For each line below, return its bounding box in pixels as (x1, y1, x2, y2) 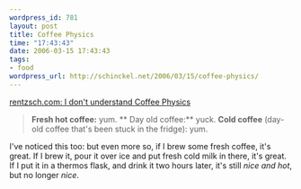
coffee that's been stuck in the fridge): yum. (45, 123, 208, 134)
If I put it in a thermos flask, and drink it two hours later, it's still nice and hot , (9, 159, 293, 171)
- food (9, 64, 34, 73)
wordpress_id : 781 (9, 13, 78, 22)
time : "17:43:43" (9, 38, 75, 48)
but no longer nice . (9, 169, 79, 180)
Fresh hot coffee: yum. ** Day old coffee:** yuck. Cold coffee (31, 113, 263, 124)
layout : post (9, 22, 58, 31)
